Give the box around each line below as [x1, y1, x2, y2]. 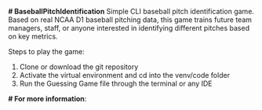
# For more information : [8, 94, 87, 103]
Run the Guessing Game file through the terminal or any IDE [19, 79, 213, 88]
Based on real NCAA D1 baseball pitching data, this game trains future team [8, 15, 253, 24]
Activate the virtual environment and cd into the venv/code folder [19, 71, 230, 79]
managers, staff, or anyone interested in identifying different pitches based [8, 24, 249, 32]
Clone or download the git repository [19, 62, 139, 71]
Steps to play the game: [8, 47, 85, 56]
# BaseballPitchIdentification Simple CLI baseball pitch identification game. [8, 7, 255, 16]
